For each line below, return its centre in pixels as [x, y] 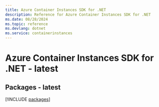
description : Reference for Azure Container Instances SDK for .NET [78, 15]
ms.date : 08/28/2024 [27, 19]
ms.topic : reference [27, 24]
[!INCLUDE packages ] [28, 99]
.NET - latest [32, 69]
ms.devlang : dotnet [25, 29]
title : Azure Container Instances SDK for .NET [56, 10]
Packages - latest [33, 87]
